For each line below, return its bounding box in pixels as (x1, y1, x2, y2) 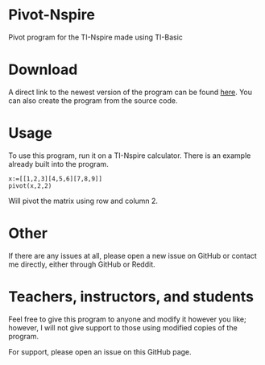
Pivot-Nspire (8, 6, 95, 24)
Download (8, 60, 78, 79)
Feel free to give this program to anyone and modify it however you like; (8, 314, 247, 324)
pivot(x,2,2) (8, 181, 52, 190)
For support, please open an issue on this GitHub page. (8, 346, 192, 356)
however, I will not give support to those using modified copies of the (8, 322, 238, 332)
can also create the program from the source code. (8, 95, 178, 106)
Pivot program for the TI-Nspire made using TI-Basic (8, 32, 184, 42)
